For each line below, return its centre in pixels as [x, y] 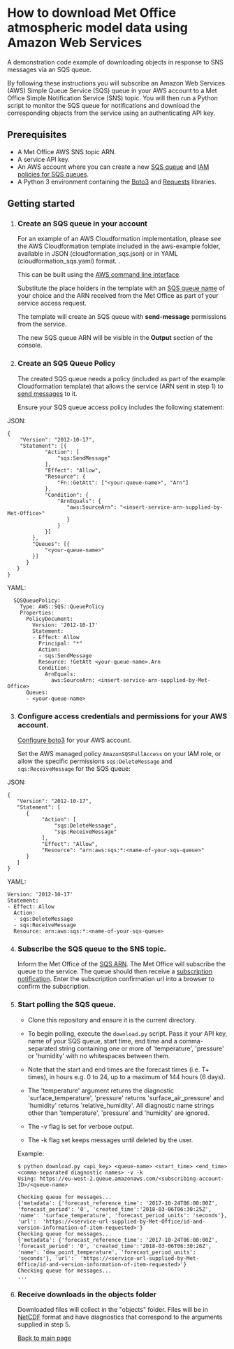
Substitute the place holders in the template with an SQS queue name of [121, 288]
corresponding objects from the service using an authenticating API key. [111, 113]
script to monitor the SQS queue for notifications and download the [104, 105]
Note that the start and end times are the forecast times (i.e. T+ [118, 1069]
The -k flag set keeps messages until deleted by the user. [110, 1139]
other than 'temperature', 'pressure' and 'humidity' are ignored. [118, 1113]
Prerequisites [37, 135]
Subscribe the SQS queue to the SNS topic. [92, 949]
